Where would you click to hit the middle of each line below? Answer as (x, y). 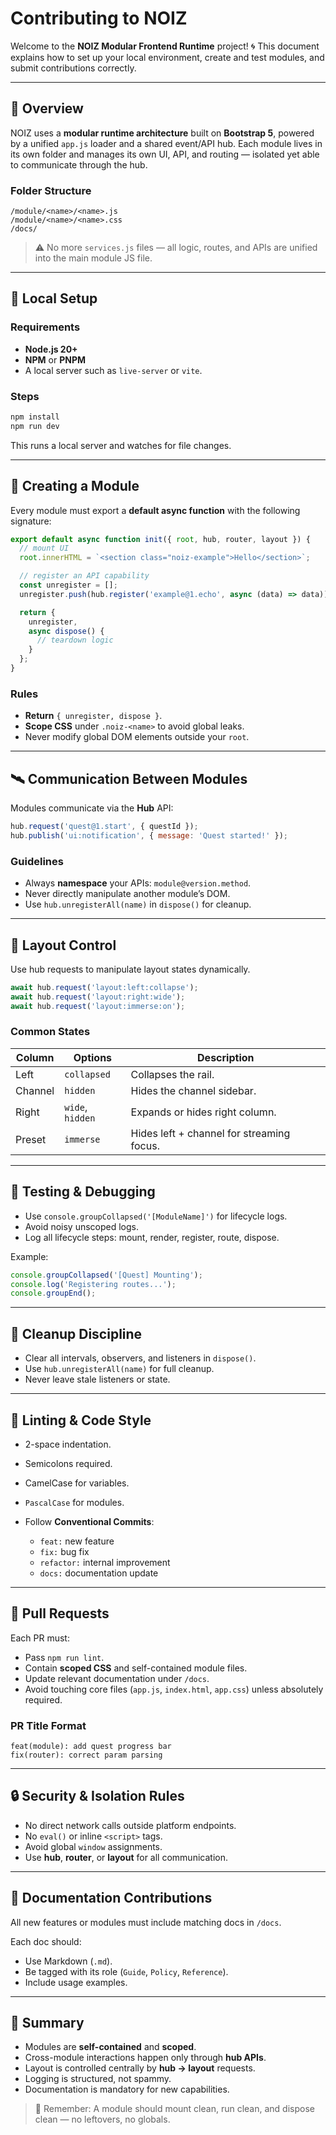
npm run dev (35, 426)
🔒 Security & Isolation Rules (97, 1796)
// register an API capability (84, 576)
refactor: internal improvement (105, 1562)
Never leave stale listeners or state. (97, 1379)
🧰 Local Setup (54, 298)
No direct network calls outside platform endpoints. (130, 1825)
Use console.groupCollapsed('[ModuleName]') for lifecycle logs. (156, 1216)
